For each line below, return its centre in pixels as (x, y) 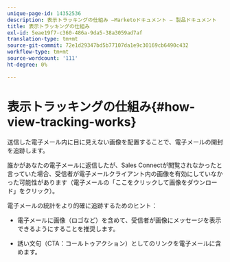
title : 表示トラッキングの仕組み (49, 26)
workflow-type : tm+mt (38, 52)
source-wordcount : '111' (43, 58)
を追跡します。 (28, 150)
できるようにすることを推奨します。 (68, 228)
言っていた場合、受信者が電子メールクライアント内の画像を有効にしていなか (115, 173)
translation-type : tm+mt (43, 39)
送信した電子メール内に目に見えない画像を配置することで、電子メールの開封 (115, 142)
